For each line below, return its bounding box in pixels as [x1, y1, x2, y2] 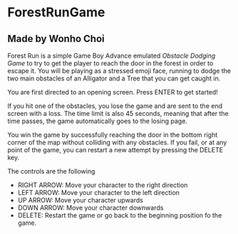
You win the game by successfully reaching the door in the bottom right [7, 131, 218, 139]
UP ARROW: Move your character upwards [17, 196, 144, 204]
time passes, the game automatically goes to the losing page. [7, 117, 187, 125]
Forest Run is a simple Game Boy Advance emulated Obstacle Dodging [7, 51, 216, 60]
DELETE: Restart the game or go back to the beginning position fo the [17, 211, 222, 219]
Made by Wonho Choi [7, 33, 105, 45]
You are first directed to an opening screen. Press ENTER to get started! [7, 88, 219, 96]
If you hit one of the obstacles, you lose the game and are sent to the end [7, 102, 223, 110]
